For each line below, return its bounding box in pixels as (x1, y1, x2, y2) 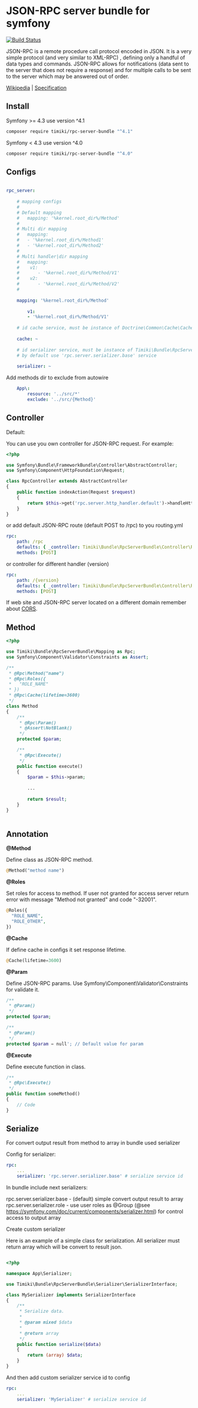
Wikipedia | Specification (6, 84, 67, 91)
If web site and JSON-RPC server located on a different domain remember (6, 599, 187, 606)
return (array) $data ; (27, 1352, 83, 1358)
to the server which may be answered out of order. (6, 73, 130, 80)
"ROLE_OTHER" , (11, 918, 46, 924)
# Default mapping (16, 210, 62, 216)
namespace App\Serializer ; (6, 1270, 72, 1276)
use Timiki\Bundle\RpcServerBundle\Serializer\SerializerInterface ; (6, 1281, 178, 1287)
